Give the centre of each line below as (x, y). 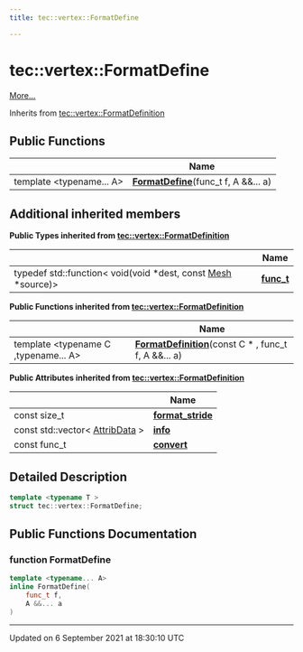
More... (23, 95)
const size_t (39, 415)
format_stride (183, 415)
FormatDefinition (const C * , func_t (211, 344)
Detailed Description (69, 476)
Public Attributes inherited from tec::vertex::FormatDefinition (127, 378)
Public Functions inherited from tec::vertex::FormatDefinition (127, 307)
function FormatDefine (60, 560)
